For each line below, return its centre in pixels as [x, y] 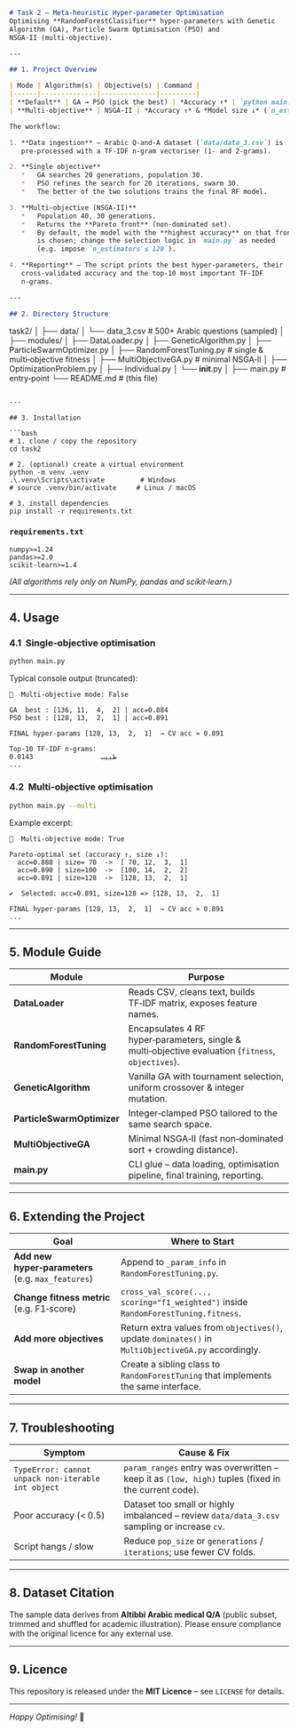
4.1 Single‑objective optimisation [82, 643]
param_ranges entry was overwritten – [201, 1467]
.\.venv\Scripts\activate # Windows [93, 480]
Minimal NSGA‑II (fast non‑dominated [206, 1139]
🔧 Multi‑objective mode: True [67, 839]
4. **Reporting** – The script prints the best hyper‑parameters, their [146, 265]
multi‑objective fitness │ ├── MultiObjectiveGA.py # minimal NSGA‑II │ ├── [148, 359]
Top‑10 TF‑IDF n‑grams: [53, 749]
